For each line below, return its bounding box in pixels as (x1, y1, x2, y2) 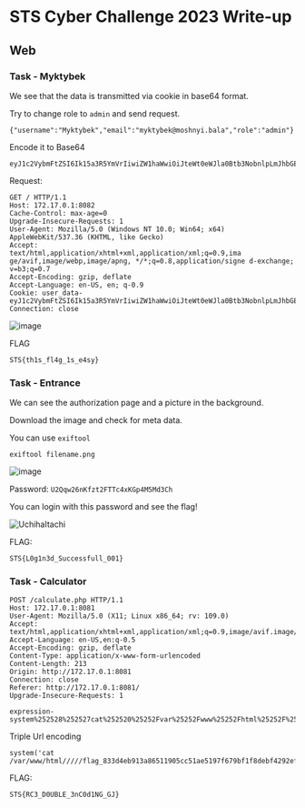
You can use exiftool (9, 432, 91, 443)
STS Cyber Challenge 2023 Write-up (9, 6, 292, 27)
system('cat (9, 749, 54, 758)
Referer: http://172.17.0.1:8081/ (9, 683, 141, 692)
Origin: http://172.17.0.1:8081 (9, 667, 132, 677)
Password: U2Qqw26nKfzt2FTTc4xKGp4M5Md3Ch (9, 484, 173, 495)
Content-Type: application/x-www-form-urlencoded (9, 651, 202, 661)
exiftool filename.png (9, 450, 95, 460)
